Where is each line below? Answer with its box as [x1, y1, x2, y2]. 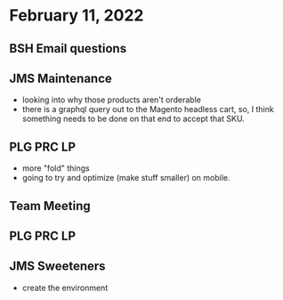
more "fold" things [21, 163, 91, 174]
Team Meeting [9, 198, 91, 214]
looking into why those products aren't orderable [21, 94, 202, 105]
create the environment [21, 282, 109, 293]
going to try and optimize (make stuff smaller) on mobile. [21, 173, 230, 183]
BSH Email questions [9, 41, 127, 56]
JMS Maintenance [9, 70, 113, 85]
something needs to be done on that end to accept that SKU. [21, 113, 245, 125]
